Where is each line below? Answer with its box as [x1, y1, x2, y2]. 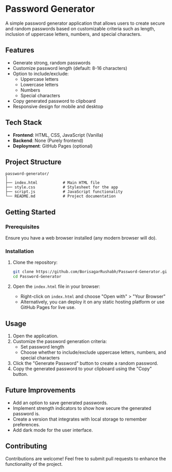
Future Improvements [5, 386, 76, 395]
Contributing [5, 442, 47, 450]
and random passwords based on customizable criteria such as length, [5, 25, 156, 31]
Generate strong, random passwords [12, 60, 91, 66]
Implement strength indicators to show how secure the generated [12, 405, 151, 411]
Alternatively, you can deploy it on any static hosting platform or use [20, 299, 165, 305]
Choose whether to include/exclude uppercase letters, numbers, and [20, 349, 166, 355]
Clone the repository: [12, 259, 58, 265]
